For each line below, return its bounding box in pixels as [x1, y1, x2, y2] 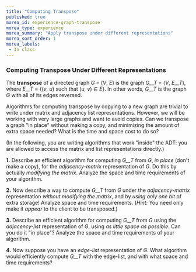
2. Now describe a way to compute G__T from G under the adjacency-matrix [6, 187, 190, 194]
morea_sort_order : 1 [6, 36, 57, 42]
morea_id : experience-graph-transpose [6, 19, 100, 25]
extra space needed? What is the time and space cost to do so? [6, 128, 159, 135]
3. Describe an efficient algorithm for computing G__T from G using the [6, 217, 177, 224]
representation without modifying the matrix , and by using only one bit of [6, 193, 182, 200]
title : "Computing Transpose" [6, 8, 80, 15]
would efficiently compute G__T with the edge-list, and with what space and [6, 253, 188, 260]
